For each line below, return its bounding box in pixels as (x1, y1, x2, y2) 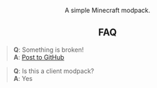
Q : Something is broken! (13, 45, 84, 54)
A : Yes (13, 74, 33, 82)
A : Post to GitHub (13, 53, 64, 61)
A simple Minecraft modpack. (64, 6, 151, 14)
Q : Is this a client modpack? (13, 67, 95, 75)
